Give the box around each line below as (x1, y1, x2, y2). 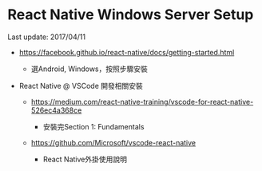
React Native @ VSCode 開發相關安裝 (18, 81, 143, 90)
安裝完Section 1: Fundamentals (42, 121, 145, 131)
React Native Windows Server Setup (7, 6, 254, 24)
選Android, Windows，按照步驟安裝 (30, 64, 149, 74)
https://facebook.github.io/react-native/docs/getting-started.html (18, 47, 235, 57)
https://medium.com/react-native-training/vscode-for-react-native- (30, 97, 254, 106)
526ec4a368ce (30, 105, 82, 115)
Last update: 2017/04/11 (7, 32, 85, 42)
